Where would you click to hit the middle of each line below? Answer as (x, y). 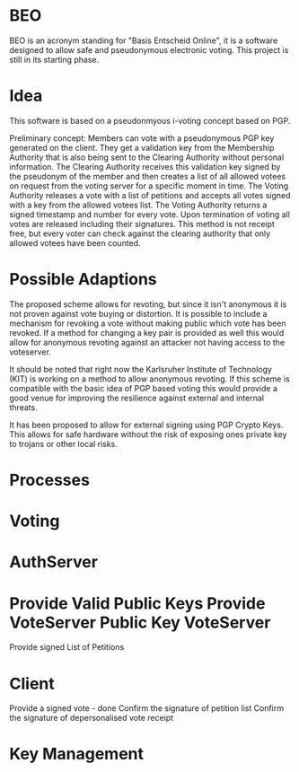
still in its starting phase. (54, 59)
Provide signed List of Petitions (67, 647)
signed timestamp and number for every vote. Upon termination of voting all (149, 214)
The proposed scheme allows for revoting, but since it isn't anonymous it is (148, 304)
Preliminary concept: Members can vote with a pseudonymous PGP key (142, 138)
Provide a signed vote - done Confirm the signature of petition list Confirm (147, 708)
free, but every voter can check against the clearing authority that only (140, 233)
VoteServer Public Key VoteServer (140, 623)
